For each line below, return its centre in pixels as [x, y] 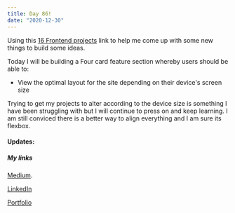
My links [20, 158]
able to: [18, 69]
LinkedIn [20, 189]
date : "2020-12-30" [36, 20]
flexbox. [19, 125]
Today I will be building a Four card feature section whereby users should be [118, 61]
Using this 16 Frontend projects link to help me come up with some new [110, 40]
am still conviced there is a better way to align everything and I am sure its [115, 118]
